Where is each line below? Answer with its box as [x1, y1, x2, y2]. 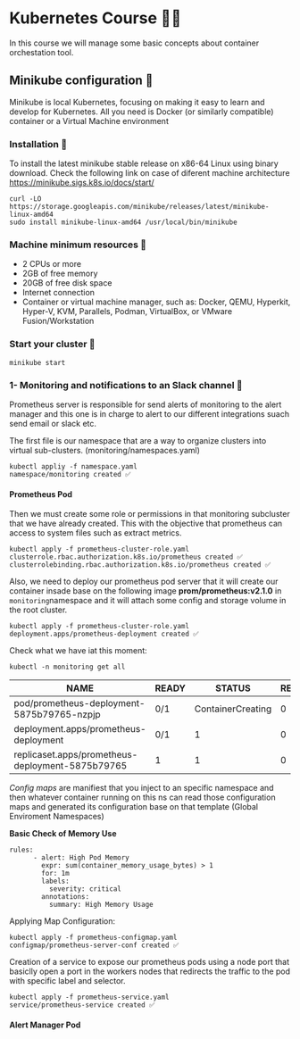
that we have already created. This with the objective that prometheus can [9, 518, 283, 529]
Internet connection [21, 287, 96, 298]
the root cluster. [9, 604, 68, 615]
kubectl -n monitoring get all [9, 662, 126, 672]
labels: [41, 877, 70, 886]
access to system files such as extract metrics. [9, 528, 182, 538]
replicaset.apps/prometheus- [13, 749, 138, 761]
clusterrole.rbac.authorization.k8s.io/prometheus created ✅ [9, 553, 244, 561]
